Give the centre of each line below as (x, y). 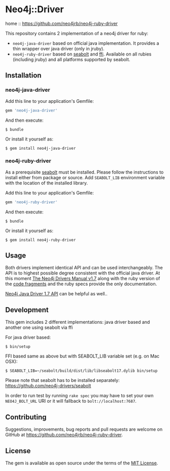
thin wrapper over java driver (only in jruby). (59, 48)
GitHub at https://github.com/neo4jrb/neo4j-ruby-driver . (64, 435)
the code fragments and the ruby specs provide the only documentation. (81, 284)
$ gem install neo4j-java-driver (41, 148)
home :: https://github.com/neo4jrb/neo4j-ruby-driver (62, 23)
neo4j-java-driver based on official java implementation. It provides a (86, 43)
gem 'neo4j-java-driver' (31, 110)
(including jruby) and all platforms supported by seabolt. (71, 59)
